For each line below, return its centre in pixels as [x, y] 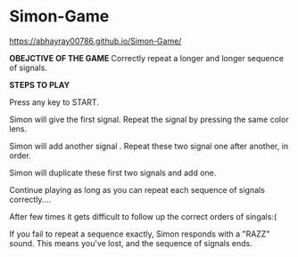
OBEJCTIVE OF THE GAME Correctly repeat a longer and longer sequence [146, 58]
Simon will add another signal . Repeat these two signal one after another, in [149, 146]
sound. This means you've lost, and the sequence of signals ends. [131, 243]
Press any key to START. [54, 102]
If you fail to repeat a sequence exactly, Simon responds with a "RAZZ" [140, 234]
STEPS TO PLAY [40, 84]
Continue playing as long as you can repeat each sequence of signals [137, 189]
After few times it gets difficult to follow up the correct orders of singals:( [143, 216]
